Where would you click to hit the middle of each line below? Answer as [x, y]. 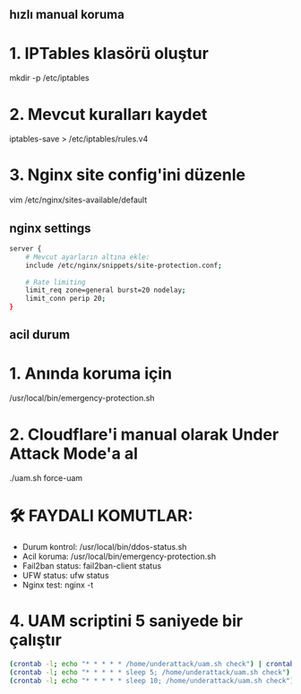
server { [26, 249]
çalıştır [36, 640]
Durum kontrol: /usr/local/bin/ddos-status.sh [104, 547]
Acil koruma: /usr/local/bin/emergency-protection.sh [119, 557]
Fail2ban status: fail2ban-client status [92, 566]
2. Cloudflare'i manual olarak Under [144, 434]
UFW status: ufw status [65, 576]
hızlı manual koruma [67, 15]
